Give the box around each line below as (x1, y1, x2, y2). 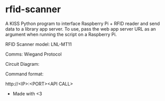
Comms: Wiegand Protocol (5, 51, 62, 57)
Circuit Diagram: (5, 61, 40, 67)
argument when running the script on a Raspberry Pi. (5, 31, 117, 37)
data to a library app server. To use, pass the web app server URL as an (5, 26, 156, 32)
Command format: (5, 70, 44, 77)
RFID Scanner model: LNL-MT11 (5, 41, 72, 47)
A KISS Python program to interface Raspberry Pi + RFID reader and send (5, 20, 160, 27)
